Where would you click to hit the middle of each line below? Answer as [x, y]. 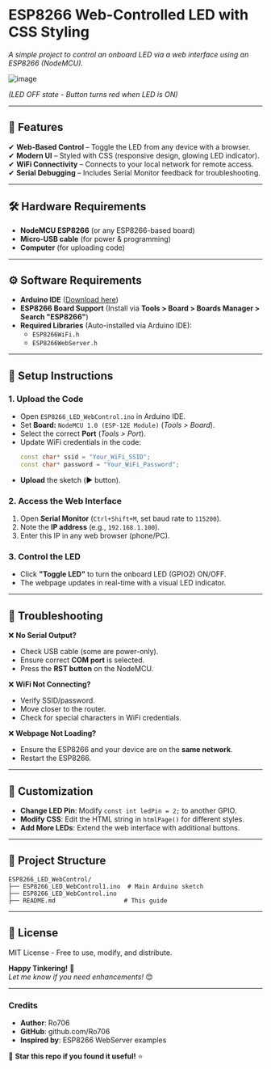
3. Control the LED [44, 557]
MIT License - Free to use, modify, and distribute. [90, 953]
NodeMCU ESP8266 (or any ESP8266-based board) [107, 230]
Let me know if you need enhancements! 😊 [81, 977]
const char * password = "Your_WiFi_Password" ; [100, 464]
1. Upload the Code [46, 399]
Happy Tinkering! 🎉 [42, 968]
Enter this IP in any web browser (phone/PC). [95, 536]
